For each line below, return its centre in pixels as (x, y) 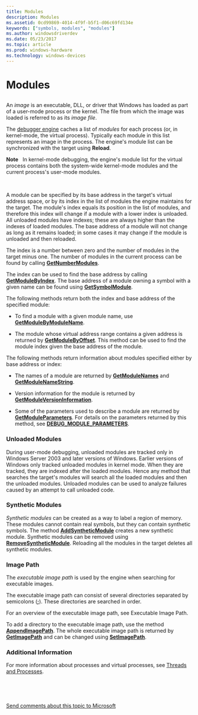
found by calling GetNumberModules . (53, 263)
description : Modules (33, 17)
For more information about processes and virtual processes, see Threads (97, 665)
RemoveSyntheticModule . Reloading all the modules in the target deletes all (99, 543)
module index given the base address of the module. (79, 347)
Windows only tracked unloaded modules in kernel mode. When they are (95, 464)
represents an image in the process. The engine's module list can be (90, 142)
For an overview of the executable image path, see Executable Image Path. (97, 613)
